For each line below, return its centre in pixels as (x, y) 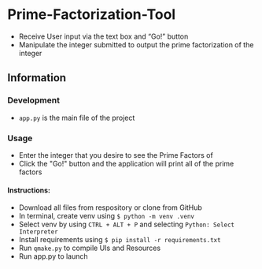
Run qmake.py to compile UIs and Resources (90, 248)
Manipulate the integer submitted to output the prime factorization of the (136, 44)
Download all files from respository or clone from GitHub (110, 207)
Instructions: (29, 190)
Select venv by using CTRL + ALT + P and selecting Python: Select (127, 224)
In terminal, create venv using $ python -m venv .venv (106, 216)
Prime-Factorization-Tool (92, 15)
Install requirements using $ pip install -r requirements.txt (120, 240)
